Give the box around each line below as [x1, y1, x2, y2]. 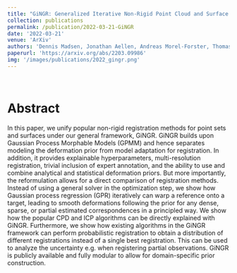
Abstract [7, 100, 60, 116]
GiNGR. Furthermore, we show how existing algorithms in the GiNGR [7, 221, 206, 229]
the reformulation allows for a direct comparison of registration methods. [7, 176, 219, 184]
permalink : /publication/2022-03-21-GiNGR [7, 23, 134, 30]
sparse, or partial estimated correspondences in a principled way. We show [7, 206, 227, 214]
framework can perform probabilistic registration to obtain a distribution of [7, 229, 224, 237]
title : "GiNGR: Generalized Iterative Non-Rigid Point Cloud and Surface [7, 10, 229, 18]
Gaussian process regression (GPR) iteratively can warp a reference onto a [7, 191, 225, 200]
